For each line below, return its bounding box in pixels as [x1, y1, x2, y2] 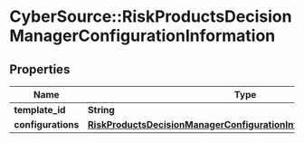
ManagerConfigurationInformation [9, 25, 276, 46]
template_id [14, 104, 66, 116]
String [87, 104, 115, 116]
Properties [9, 62, 71, 77]
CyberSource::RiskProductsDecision [9, 6, 292, 27]
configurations [14, 119, 80, 130]
